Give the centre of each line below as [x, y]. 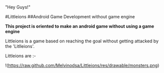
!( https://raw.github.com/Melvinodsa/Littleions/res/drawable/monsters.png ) [82, 65]
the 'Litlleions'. [20, 46]
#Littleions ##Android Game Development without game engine [70, 17]
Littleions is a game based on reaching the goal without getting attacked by [82, 41]
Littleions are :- [21, 56]
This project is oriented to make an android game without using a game [80, 26]
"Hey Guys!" [18, 7]
